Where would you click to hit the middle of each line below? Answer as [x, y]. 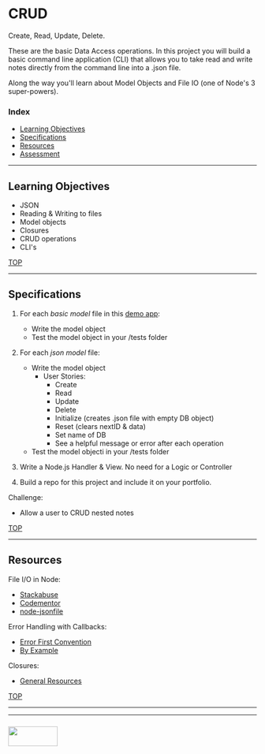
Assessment [40, 154]
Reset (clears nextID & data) [100, 426]
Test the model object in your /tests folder [99, 337]
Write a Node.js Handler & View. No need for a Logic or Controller [126, 467]
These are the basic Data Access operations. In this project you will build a [129, 50]
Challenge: [26, 497]
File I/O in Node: [34, 579]
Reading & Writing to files [61, 214]
